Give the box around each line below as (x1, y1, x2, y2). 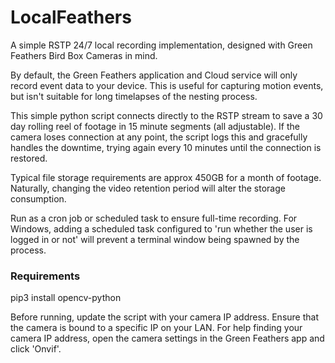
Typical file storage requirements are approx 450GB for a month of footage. (10, 171, 322, 183)
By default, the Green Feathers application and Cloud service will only (10, 69, 298, 81)
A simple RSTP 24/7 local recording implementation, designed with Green (10, 39, 313, 51)
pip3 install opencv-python (10, 292, 122, 304)
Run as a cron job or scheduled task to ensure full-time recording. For (10, 212, 298, 224)
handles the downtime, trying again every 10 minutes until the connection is (10, 141, 322, 153)
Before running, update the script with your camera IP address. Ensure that (10, 311, 319, 323)
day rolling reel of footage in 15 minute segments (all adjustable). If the (10, 120, 300, 132)
